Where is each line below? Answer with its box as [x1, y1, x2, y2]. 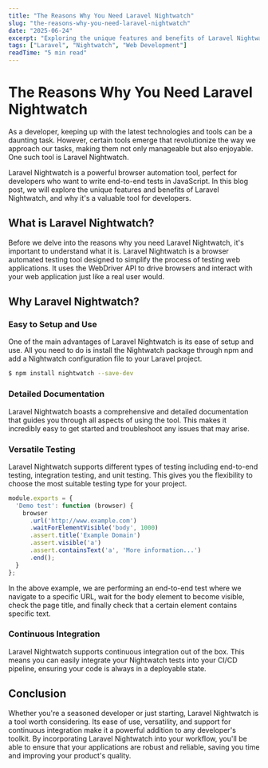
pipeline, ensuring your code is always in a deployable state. [8, 663, 207, 673]
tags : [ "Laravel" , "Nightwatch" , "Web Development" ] [8, 42, 187, 50]
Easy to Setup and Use [8, 319, 97, 330]
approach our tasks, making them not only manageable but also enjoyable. [8, 143, 254, 153]
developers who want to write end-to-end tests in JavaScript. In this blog [8, 176, 249, 186]
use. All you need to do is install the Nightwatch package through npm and [8, 346, 254, 355]
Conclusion [8, 687, 67, 701]
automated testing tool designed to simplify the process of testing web [8, 254, 241, 264]
